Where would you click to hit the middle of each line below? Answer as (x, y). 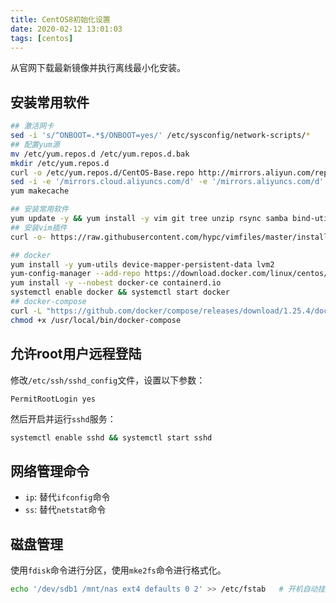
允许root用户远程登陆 (76, 354)
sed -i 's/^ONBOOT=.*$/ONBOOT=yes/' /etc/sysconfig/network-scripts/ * (160, 136)
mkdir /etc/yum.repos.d (60, 163)
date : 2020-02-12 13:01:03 (66, 29)
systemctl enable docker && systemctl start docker (120, 292)
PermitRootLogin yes (53, 399)
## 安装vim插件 (39, 227)
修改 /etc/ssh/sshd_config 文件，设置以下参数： (108, 380)
